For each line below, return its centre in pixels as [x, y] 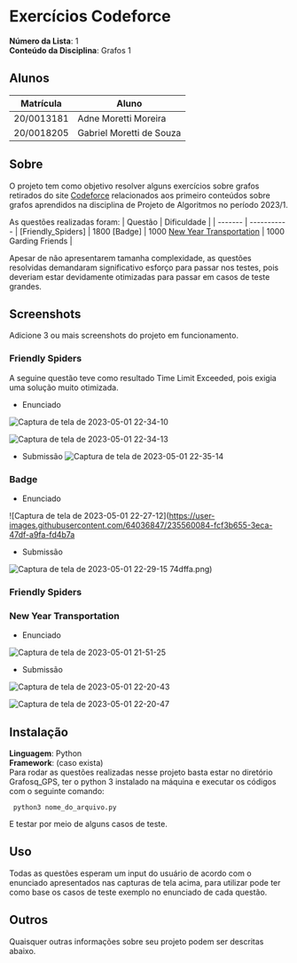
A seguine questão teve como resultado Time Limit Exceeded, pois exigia [143, 378]
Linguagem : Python [46, 753]
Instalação [39, 732]
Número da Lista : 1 [44, 41]
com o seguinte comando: [57, 791]
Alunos [30, 79]
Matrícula [41, 103]
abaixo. [23, 951]
